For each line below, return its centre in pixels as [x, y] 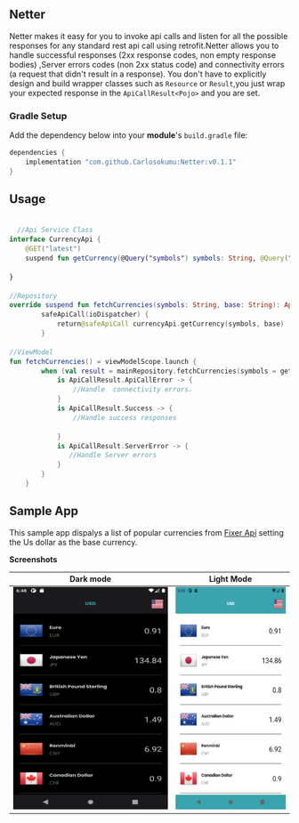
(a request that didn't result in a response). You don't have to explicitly [138, 74]
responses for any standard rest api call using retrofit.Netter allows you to [144, 45]
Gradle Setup [38, 116]
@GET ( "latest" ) [53, 249]
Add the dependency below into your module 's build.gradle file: [129, 135]
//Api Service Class [55, 230]
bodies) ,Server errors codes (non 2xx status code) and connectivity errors [147, 64]
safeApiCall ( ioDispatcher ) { [95, 315]
